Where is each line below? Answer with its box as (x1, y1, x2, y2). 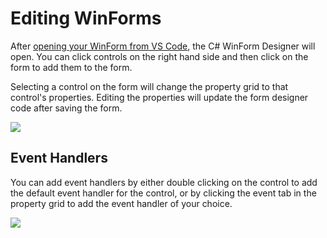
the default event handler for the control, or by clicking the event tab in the (10, 187, 317, 199)
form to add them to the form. (10, 61, 133, 73)
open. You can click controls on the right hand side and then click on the (10, 50, 309, 62)
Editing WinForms (10, 7, 162, 30)
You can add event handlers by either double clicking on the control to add (10, 176, 318, 188)
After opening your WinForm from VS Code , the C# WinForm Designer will (10, 40, 316, 52)
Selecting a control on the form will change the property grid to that (10, 80, 289, 92)
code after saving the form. (10, 102, 123, 114)
